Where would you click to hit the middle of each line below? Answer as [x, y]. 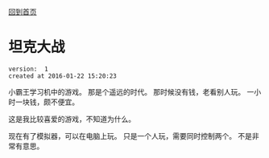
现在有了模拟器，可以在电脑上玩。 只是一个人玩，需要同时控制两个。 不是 [130, 136]
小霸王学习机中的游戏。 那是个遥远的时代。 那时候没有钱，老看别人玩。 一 [131, 91]
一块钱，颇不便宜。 [47, 102]
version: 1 [28, 69]
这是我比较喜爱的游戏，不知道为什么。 [72, 119]
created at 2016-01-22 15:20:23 [62, 76]
